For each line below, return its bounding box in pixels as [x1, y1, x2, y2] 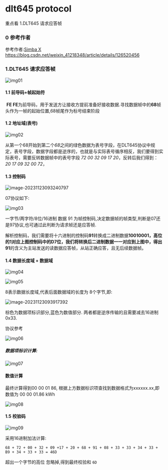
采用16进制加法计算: [5, 435, 47, 441]
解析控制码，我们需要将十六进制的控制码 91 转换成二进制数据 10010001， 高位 [5, 232, 162, 239]
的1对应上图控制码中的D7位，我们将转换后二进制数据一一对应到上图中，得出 [5, 239, 162, 245]
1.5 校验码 [5, 413, 26, 419]
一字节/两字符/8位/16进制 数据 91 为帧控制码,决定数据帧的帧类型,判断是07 [5, 215, 156, 221]
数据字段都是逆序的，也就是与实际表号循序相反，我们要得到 [36, 148, 159, 154]
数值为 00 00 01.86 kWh [5, 391, 55, 397]
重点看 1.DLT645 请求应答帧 [5, 20, 62, 26]
